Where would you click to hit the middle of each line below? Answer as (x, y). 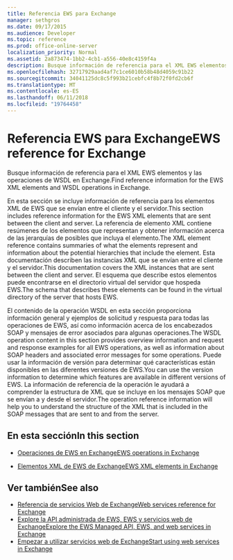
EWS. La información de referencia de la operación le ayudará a (98, 384)
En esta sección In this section (73, 436)
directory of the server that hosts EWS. (63, 297)
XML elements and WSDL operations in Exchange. (79, 187)
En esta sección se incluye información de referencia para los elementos (111, 201)
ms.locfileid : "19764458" (44, 104)
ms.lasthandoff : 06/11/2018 (48, 98)
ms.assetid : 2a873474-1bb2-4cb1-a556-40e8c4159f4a (82, 59)
